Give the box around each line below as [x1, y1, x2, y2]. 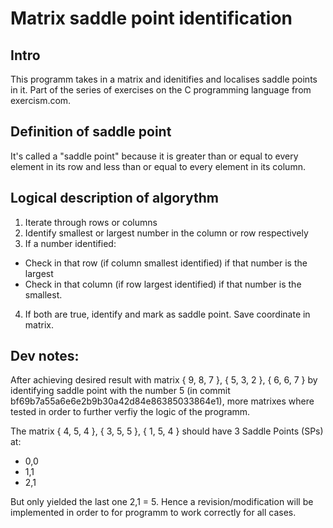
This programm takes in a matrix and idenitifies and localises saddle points [10, 73, 318, 85]
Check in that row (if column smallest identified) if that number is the [24, 257, 308, 269]
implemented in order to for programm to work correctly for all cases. [10, 507, 297, 519]
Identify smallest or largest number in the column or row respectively [24, 227, 309, 239]
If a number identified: [24, 237, 117, 249]
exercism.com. [10, 95, 72, 106]
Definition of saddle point [10, 123, 172, 141]
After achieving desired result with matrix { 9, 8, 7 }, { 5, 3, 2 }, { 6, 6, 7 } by [10, 374, 318, 386]
